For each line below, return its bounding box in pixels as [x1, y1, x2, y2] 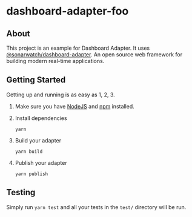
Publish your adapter [15, 159, 68, 166]
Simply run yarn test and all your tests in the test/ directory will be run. [6, 203, 187, 210]
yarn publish [15, 171, 48, 177]
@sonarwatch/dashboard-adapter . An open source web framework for [6, 51, 183, 58]
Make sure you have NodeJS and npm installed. [15, 102, 134, 110]
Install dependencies [15, 114, 68, 122]
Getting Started [6, 75, 66, 85]
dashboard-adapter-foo [6, 4, 129, 18]
